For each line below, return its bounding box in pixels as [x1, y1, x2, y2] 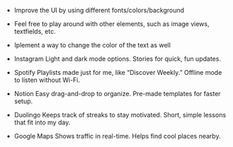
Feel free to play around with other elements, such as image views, [13, 20, 210, 28]
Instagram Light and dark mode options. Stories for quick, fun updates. [13, 54, 222, 63]
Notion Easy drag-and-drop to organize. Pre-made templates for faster [13, 90, 221, 98]
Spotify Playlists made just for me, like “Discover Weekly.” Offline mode [13, 69, 222, 76]
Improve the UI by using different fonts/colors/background [13, 6, 185, 14]
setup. [13, 97, 33, 105]
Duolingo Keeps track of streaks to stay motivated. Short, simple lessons [13, 111, 227, 119]
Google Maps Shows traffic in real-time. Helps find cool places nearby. [13, 132, 221, 140]
